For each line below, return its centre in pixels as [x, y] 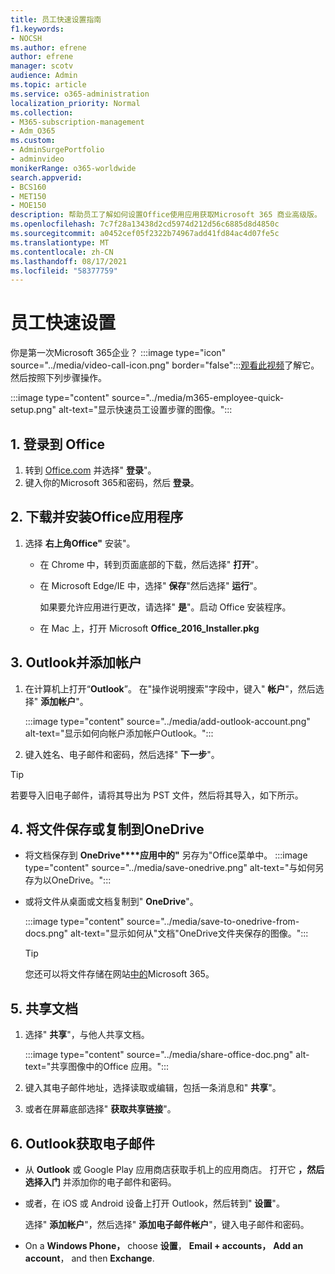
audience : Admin [44, 76]
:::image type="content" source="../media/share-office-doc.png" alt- [167, 1055]
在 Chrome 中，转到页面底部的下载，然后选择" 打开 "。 [151, 564]
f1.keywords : [37, 29]
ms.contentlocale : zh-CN [62, 252]
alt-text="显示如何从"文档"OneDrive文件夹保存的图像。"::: [189, 933]
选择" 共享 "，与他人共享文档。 [87, 1035]
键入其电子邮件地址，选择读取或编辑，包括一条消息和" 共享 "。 [153, 1088]
